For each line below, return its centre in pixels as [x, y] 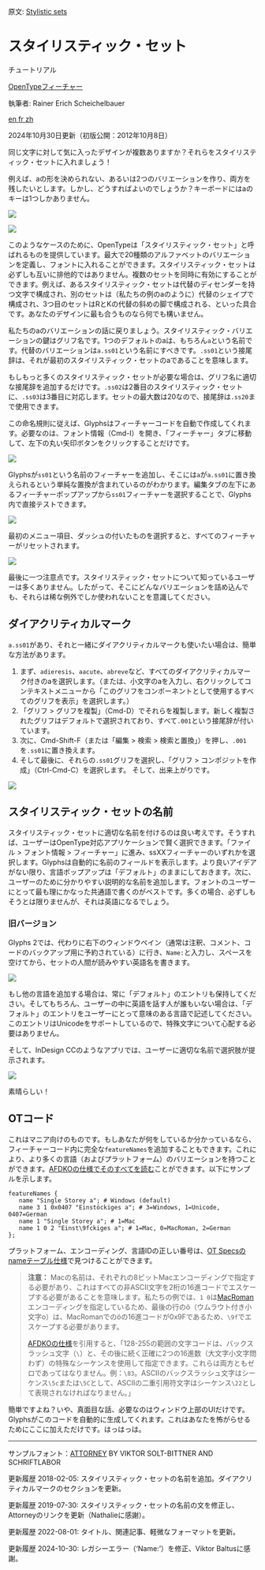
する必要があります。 [89, 1326]
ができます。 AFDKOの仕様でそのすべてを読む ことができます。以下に [119, 1168]
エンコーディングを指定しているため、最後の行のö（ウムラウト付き [136, 1306]
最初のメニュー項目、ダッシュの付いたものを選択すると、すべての [115, 536]
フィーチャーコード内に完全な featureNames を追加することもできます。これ [129, 1149]
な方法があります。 [39, 654]
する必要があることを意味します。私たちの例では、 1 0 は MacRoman [144, 1297]
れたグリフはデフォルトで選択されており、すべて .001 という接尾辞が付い [136, 720]
